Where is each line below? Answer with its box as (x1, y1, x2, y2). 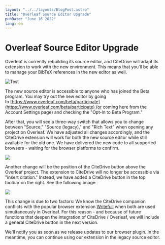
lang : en (5, 21, 23, 26)
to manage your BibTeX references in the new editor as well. (5, 69, 127, 75)
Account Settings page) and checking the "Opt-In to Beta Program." (5, 109, 143, 115)
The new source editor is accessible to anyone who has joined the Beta (5, 88, 150, 94)
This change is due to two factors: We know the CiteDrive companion (5, 199, 146, 204)
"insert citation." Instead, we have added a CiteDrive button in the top (5, 174, 146, 180)
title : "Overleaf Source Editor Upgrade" (5, 12, 92, 17)
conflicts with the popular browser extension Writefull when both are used (5, 204, 156, 210)
